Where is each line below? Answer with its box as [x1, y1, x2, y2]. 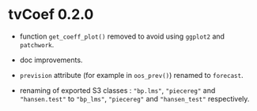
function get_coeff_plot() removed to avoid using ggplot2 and [19, 31, 225, 41]
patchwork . [19, 39, 55, 49]
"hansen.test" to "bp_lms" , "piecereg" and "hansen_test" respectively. [19, 94, 250, 103]
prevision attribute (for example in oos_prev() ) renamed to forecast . [19, 70, 244, 80]
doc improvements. [19, 55, 83, 65]
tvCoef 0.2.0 [8, 6, 94, 24]
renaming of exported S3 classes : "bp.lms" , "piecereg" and [19, 85, 216, 95]
